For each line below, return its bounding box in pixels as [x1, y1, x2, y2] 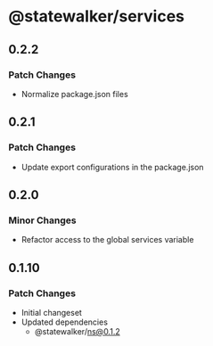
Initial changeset [20, 307, 82, 317]
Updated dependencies [20, 317, 109, 327]
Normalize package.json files [20, 88, 128, 99]
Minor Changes [8, 214, 77, 227]
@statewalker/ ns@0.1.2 [34, 325, 121, 336]
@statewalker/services [8, 6, 184, 27]
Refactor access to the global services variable [20, 235, 194, 245]
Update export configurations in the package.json [20, 161, 204, 172]
